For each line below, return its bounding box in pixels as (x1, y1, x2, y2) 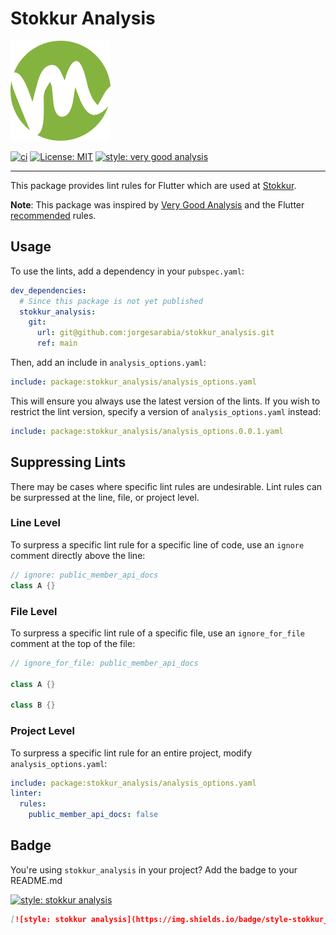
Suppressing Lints (10, 454, 127, 471)
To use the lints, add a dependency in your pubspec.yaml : (10, 265, 245, 277)
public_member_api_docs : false (28, 810, 159, 820)
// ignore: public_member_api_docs (10, 570, 159, 580)
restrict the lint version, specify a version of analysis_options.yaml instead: (10, 405, 322, 417)
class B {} (10, 700, 56, 711)
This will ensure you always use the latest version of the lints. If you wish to (10, 395, 321, 407)
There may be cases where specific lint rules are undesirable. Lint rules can (10, 480, 323, 492)
